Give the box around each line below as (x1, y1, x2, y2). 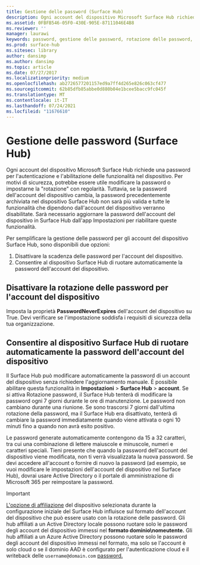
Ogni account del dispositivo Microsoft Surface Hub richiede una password (6, 166, 190, 173)
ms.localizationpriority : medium (6, 75, 89, 81)
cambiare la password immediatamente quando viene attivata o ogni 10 (6, 416, 181, 423)
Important (6, 489, 30, 497)
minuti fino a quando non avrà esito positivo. (6, 422, 115, 429)
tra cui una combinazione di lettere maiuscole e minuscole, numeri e (6, 440, 174, 447)
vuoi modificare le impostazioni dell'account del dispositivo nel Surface (6, 466, 181, 473)
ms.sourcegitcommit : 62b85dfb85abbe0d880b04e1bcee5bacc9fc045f (6, 86, 167, 92)
